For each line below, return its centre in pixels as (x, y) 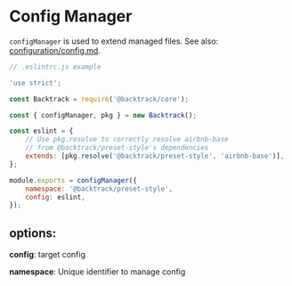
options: (33, 233)
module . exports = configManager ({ (73, 180)
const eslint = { (41, 131)
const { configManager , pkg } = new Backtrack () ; (103, 115)
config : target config (48, 255)
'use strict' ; (36, 83)
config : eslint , (56, 197)
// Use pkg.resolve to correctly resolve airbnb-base (127, 140)
